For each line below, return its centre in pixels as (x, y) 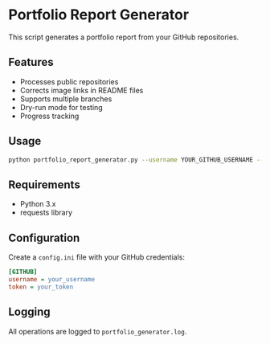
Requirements (44, 184)
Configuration (44, 238)
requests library (46, 213)
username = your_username (51, 279)
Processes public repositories (69, 81)
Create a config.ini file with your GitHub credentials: (96, 257)
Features (31, 62)
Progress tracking (49, 116)
